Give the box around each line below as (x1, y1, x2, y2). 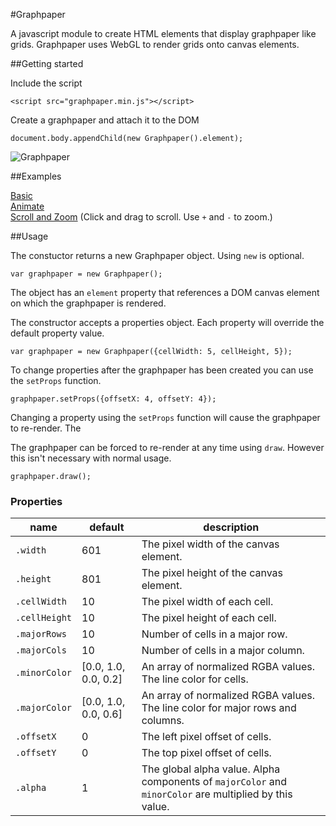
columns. (141, 714, 185, 728)
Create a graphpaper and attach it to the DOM (10, 114, 200, 126)
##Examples (10, 170, 62, 182)
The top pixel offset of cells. (141, 746, 272, 760)
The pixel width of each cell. (141, 595, 274, 609)
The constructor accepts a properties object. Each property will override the (10, 317, 325, 328)
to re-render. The (10, 422, 82, 434)
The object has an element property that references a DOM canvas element (10, 287, 320, 298)
